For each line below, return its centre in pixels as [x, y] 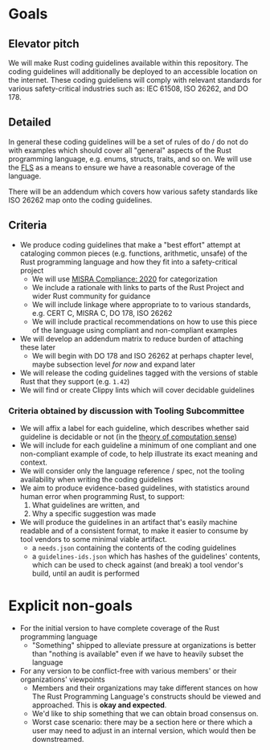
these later [38, 347]
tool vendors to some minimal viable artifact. [93, 539]
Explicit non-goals [70, 606]
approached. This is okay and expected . [99, 705]
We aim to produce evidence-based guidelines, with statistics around [135, 488]
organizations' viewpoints [63, 679]
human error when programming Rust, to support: [102, 496]
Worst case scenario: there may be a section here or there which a [142, 722]
